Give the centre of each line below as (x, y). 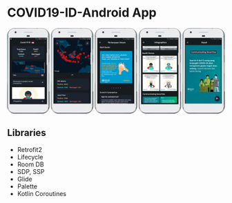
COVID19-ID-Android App (82, 13)
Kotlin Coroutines (42, 193)
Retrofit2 (30, 149)
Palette (27, 186)
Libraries (27, 133)
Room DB (30, 164)
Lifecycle (30, 157)
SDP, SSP (31, 171)
